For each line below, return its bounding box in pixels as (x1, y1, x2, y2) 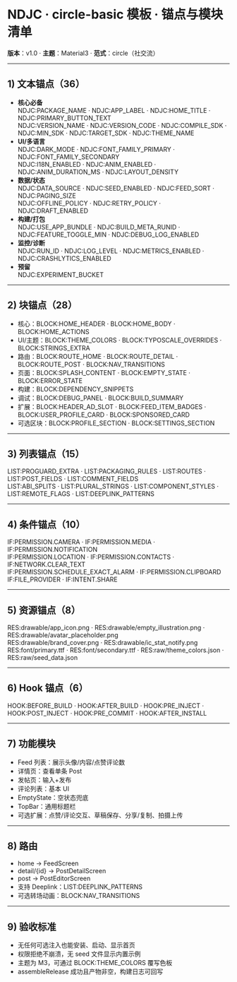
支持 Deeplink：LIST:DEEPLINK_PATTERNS (17, 882, 143, 891)
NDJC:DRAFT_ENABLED (17, 206, 89, 215)
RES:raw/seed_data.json (7, 653, 78, 661)
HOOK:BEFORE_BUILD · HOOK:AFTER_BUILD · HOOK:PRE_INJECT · (7, 701, 205, 710)
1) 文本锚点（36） (7, 78, 85, 90)
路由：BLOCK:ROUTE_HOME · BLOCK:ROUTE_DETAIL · (17, 352, 178, 360)
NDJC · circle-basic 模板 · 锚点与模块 (7, 6, 224, 23)
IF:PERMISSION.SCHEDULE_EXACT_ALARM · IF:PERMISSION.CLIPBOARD (7, 568, 221, 576)
